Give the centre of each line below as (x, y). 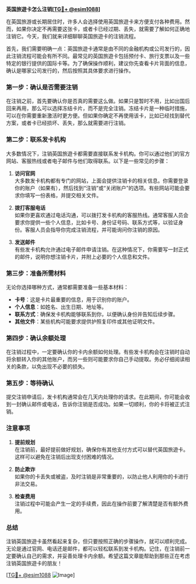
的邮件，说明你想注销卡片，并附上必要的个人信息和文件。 (83, 256)
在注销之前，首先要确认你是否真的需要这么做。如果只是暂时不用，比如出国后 (98, 101)
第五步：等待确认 (30, 383)
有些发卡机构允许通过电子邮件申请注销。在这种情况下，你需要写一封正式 (101, 249)
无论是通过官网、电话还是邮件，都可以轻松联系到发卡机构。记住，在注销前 (95, 549)
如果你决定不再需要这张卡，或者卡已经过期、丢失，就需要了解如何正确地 (103, 29)
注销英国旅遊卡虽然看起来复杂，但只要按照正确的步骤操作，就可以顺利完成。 (98, 541)
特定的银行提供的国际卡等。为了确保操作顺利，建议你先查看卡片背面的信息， (98, 63)
